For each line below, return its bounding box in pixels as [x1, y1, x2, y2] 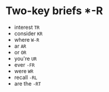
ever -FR [14, 61, 35, 68]
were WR [14, 67, 34, 74]
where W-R [14, 36, 40, 43]
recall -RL [14, 74, 38, 81]
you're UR [14, 55, 37, 62]
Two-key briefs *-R [5, 4, 103, 18]
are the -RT [14, 80, 41, 87]
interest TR [14, 24, 40, 31]
